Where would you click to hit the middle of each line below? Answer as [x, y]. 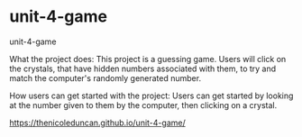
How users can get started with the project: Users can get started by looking [151, 96]
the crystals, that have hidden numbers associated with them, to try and [143, 68]
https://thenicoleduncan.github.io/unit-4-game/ [98, 123]
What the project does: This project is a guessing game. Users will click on [148, 59]
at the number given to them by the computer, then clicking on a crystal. [143, 105]
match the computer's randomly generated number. [105, 78]
